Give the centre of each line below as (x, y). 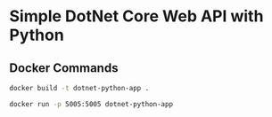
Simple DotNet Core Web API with (136, 16)
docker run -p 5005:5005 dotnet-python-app (91, 104)
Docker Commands (64, 68)
